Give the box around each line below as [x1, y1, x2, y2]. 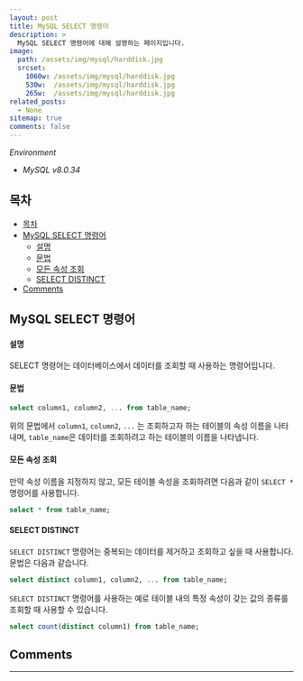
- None [17, 106, 42, 115]
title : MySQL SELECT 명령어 [9, 22, 110, 31]
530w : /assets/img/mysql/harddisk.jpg [25, 80, 176, 89]
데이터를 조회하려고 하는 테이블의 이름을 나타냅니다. [78, 432, 260, 443]
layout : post [9, 13, 59, 23]
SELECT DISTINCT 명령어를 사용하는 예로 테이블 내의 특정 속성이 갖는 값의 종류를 [9, 593, 289, 603]
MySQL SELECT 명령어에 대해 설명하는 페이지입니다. [17, 38, 186, 48]
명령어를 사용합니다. [9, 487, 79, 498]
